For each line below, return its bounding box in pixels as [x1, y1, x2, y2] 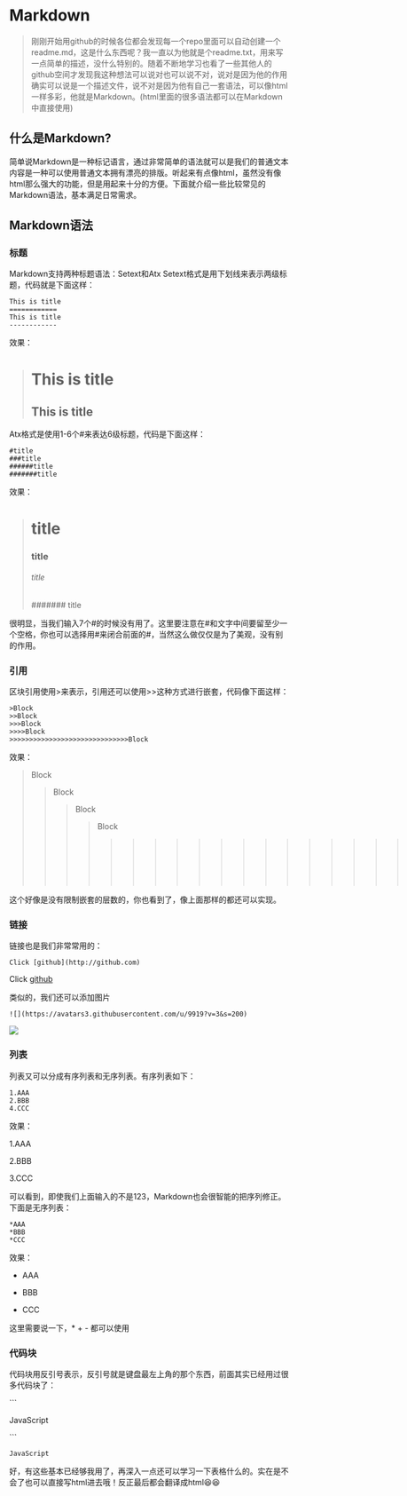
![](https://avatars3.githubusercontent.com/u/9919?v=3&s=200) [9, 1009, 248, 1019]
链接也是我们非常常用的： [9, 940, 103, 951]
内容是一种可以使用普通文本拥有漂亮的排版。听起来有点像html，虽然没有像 [9, 167, 282, 178]
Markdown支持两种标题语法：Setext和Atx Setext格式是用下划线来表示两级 [9, 268, 280, 280]
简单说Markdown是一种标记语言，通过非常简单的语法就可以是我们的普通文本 [9, 156, 289, 167]
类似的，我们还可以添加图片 [9, 992, 111, 1003]
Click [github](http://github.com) [9, 958, 141, 968]
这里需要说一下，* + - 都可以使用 [9, 1322, 130, 1333]
